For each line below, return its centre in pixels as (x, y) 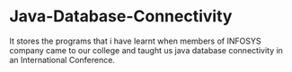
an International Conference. (62, 60)
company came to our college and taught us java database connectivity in (146, 50)
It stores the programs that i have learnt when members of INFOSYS (135, 41)
